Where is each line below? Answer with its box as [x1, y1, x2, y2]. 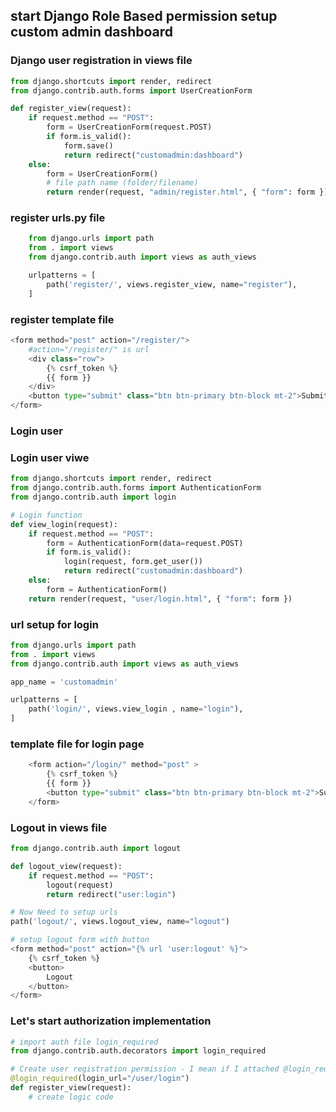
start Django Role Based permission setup [10, 8, 278, 25]
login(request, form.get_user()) [63, 557, 203, 567]
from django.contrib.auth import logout [10, 844, 182, 854]
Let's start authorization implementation [10, 1014, 212, 1028]
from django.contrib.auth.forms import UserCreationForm [10, 85, 253, 96]
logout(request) [46, 880, 114, 890]
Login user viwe [10, 450, 90, 464]
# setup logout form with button [10, 935, 150, 945]
